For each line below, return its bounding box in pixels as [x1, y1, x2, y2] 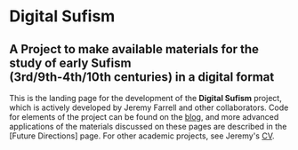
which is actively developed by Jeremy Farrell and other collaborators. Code [9, 102, 289, 113]
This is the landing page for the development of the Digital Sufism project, [9, 93, 282, 103]
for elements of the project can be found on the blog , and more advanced [9, 112, 279, 122]
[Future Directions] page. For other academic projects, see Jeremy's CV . [9, 130, 275, 141]
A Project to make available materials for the [9, 42, 260, 57]
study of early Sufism [9, 55, 132, 70]
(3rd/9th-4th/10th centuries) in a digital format [9, 69, 275, 84]
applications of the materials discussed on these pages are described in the [9, 122, 287, 131]
